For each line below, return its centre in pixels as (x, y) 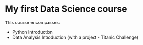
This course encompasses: (33, 22)
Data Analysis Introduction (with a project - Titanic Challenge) (75, 37)
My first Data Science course (66, 9)
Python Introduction (32, 32)
